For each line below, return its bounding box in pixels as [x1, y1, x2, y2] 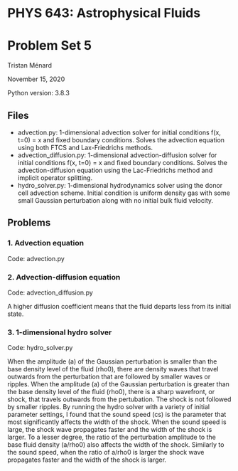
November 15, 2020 [7, 75, 65, 83]
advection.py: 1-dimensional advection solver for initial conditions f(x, [17, 128, 222, 137]
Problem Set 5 [7, 38, 92, 54]
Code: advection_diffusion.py [7, 288, 94, 297]
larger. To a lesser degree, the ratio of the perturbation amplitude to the [7, 433, 217, 442]
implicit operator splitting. [17, 173, 93, 182]
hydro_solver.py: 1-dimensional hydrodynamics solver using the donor [17, 181, 223, 189]
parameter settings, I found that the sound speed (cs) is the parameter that [7, 411, 227, 419]
